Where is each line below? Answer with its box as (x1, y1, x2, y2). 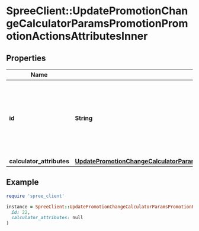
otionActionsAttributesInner (6, 30, 148, 43)
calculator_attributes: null (11, 215, 84, 221)
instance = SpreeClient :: (6, 204, 70, 210)
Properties (6, 53, 46, 63)
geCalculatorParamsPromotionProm (6, 17, 188, 30)
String (75, 114, 93, 122)
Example (6, 177, 39, 188)
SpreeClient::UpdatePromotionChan (6, 4, 188, 18)
